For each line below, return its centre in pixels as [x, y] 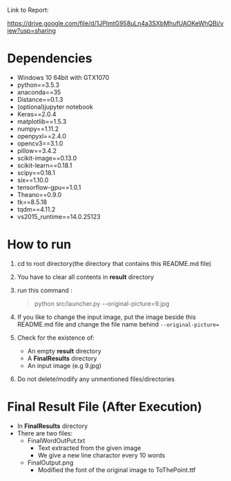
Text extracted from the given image [89, 448]
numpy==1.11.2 [38, 129]
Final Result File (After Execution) [104, 407]
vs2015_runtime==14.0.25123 [59, 216]
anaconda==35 [39, 92]
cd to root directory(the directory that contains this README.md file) [114, 263]
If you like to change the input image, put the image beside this [107, 317]
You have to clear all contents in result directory [86, 277]
